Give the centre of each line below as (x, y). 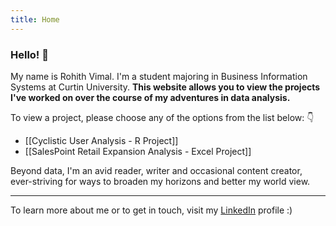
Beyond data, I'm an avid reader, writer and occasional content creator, (156, 170)
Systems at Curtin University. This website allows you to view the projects (165, 87)
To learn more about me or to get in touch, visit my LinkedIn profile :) (151, 210)
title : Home (35, 19)
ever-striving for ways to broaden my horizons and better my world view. (160, 181)
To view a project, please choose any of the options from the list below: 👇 (162, 117)
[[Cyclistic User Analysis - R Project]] (101, 140)
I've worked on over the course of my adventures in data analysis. (150, 97)
